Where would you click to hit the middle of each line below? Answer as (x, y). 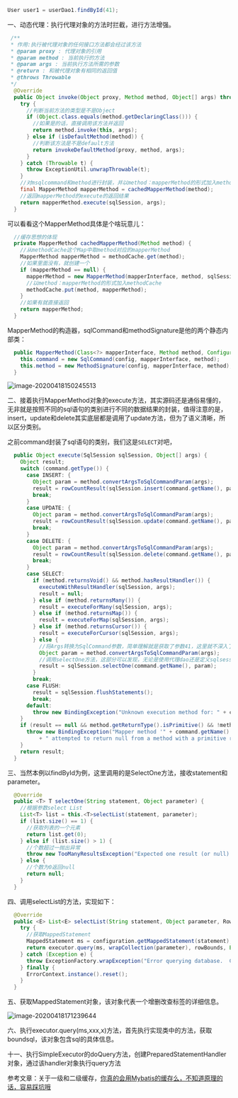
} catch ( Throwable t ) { (57, 163)
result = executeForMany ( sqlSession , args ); (106, 607)
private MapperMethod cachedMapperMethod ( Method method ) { (103, 244)
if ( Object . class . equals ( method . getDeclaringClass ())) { (112, 117)
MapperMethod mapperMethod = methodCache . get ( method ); (103, 257)
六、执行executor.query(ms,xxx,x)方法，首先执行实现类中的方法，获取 (110, 1031)
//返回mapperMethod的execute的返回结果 (75, 196)
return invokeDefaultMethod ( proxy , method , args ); (109, 150)
